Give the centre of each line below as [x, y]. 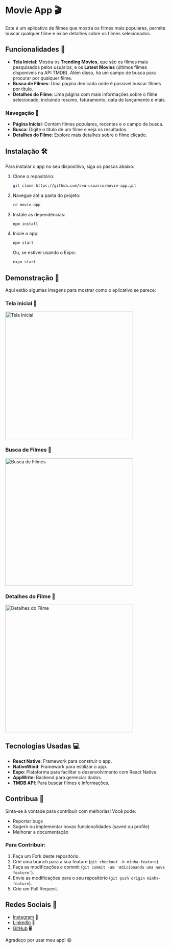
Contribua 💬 [25, 799]
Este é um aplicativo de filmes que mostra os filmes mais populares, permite [86, 28]
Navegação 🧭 [22, 113]
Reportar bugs [28, 821]
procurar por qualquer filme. [42, 78]
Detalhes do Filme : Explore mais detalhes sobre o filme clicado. [80, 135]
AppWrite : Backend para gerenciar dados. [57, 777]
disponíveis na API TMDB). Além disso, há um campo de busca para [84, 72]
